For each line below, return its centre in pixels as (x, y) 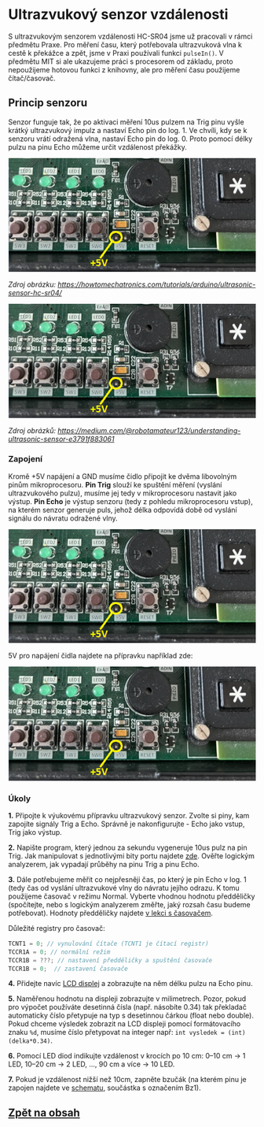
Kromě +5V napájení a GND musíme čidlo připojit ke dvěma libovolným (123, 476)
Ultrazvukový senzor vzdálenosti (118, 15)
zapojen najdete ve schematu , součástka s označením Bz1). (105, 1088)
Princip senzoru (48, 103)
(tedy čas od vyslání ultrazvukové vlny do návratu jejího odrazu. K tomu (124, 888)
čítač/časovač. (32, 78)
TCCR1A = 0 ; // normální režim (59, 952)
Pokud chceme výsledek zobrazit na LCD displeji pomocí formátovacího (125, 1024)
